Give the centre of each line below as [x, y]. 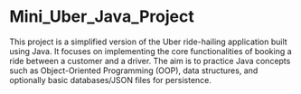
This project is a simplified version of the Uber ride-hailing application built [148, 42]
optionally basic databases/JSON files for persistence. [111, 80]
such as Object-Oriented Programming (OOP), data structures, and [134, 70]
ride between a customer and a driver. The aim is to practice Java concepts [150, 61]
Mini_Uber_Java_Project [102, 17]
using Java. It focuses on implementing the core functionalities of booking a [150, 51]
